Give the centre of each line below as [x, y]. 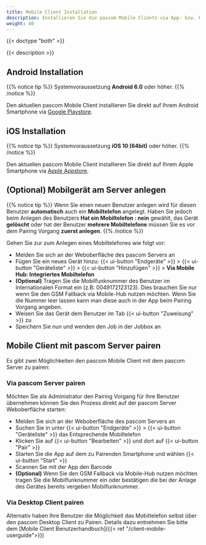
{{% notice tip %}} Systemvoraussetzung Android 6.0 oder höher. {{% [96, 87]
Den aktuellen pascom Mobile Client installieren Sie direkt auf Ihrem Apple [100, 164]
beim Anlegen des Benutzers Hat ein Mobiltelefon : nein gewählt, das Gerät [102, 218]
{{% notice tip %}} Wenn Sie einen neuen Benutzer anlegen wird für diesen [101, 205]
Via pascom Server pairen [46, 383]
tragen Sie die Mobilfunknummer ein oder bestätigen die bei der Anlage [105, 480]
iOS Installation [36, 131]
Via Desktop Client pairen [45, 502]
